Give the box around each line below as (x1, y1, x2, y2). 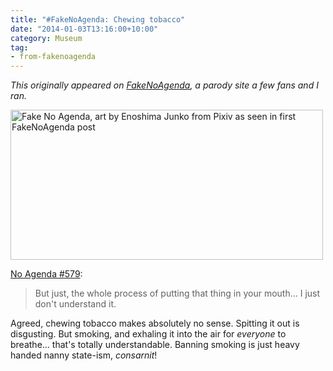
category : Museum (10, 33, 83, 43)
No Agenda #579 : (10, 268, 83, 280)
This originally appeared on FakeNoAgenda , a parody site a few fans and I (10, 79, 319, 91)
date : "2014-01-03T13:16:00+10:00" (10, 24, 159, 34)
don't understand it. (34, 298, 117, 310)
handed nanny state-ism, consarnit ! (10, 349, 158, 361)
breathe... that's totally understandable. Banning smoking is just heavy (10, 339, 300, 351)
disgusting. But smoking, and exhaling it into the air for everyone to (10, 328, 287, 340)
